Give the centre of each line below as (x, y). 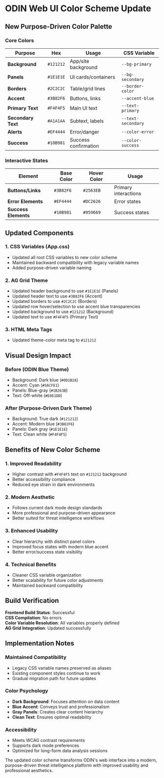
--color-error (138, 132)
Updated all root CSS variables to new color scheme (65, 257)
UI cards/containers (93, 77)
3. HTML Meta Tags (29, 330)
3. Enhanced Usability (32, 531)
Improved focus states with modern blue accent (60, 546)
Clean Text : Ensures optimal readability (52, 717)
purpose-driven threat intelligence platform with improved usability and (77, 765)
